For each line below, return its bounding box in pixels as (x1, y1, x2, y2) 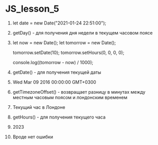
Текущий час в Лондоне (12, 104, 65, 110)
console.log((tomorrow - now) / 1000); (12, 59, 93, 65)
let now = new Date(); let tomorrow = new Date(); (12, 39, 116, 46)
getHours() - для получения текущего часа (12, 114, 106, 120)
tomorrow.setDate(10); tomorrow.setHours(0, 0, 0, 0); (12, 49, 125, 55)
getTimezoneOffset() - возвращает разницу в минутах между (12, 89, 146, 95)
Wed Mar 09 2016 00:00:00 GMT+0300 (12, 79, 96, 85)
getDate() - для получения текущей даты (12, 69, 101, 75)
